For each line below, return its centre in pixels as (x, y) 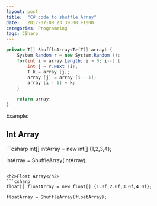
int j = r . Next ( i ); (53, 66)
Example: (17, 115)
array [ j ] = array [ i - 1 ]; (62, 78)
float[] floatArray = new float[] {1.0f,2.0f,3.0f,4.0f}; (79, 186)
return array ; (34, 99)
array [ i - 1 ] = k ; (52, 83)
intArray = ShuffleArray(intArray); (47, 160)
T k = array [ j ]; (49, 72)
